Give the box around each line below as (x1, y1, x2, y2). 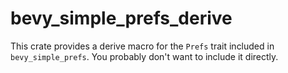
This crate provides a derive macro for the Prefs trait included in (10, 40, 275, 52)
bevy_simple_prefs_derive (10, 7, 233, 30)
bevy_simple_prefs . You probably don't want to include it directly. (10, 50, 279, 62)
